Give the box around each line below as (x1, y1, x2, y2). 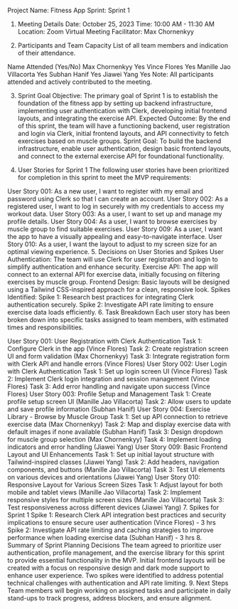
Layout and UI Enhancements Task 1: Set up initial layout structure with (7, 450, 215, 458)
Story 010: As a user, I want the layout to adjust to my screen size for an (7, 240, 217, 248)
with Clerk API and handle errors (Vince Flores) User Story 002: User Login (7, 359, 227, 368)
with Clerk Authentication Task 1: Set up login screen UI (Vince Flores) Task (7, 367, 228, 376)
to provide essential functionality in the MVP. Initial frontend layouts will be (7, 556, 226, 564)
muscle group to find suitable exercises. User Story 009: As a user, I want (7, 225, 223, 233)
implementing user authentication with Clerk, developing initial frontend (17, 107, 227, 115)
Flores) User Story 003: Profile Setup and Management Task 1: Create (7, 390, 212, 398)
